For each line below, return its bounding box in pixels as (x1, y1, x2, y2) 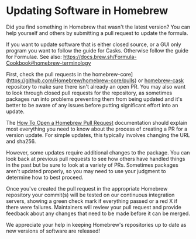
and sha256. (6, 138, 36, 145)
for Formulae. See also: (6, 53, 63, 60)
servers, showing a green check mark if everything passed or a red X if (6, 197, 178, 205)
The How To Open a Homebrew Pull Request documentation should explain (6, 119, 188, 126)
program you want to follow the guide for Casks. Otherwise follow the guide (6, 47, 189, 54)
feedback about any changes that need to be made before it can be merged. (6, 210, 190, 217)
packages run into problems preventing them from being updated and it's (6, 95, 183, 103)
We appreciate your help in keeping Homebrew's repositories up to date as (6, 221, 187, 228)
